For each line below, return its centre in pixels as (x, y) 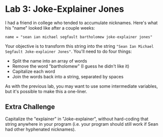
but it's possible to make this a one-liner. (46, 91)
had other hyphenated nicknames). (41, 129)
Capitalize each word (34, 71)
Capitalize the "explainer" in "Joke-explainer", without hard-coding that (77, 119)
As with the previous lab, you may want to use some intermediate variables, (81, 86)
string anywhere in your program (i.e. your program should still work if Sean (82, 124)
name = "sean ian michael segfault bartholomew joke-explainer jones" (79, 37)
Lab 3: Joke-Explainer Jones (65, 9)
